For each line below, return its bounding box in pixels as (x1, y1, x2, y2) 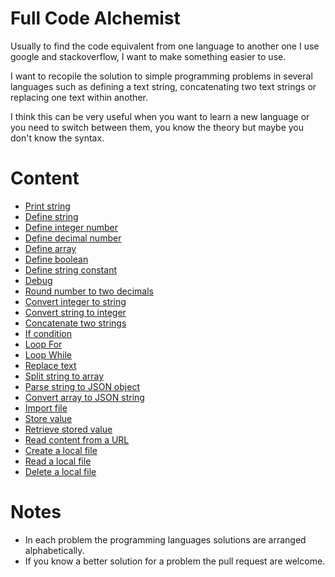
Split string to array (24, 370, 105, 382)
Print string (24, 200, 71, 212)
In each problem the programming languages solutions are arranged (24, 533, 307, 546)
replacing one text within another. (10, 91, 148, 103)
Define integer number (24, 221, 119, 233)
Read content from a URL (24, 433, 130, 446)
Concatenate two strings (24, 317, 127, 329)
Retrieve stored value (24, 423, 113, 435)
